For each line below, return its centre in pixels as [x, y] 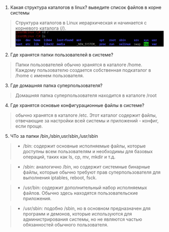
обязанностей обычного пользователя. [66, 225]
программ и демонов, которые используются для [77, 214]
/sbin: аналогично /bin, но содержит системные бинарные [87, 167]
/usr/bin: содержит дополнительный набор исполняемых [85, 188]
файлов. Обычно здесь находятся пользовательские [80, 193]
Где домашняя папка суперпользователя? [56, 86]
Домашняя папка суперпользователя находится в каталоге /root [86, 96]
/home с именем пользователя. [50, 76]
